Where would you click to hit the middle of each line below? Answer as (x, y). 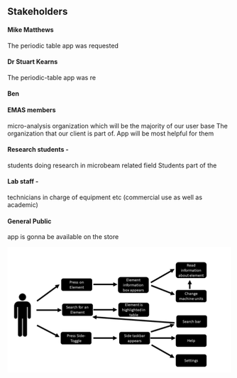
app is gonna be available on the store (63, 237)
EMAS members (32, 110)
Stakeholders (38, 12)
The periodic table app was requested (63, 45)
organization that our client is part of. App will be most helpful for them (111, 133)
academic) (23, 205)
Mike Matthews (31, 29)
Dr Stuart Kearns (33, 62)
